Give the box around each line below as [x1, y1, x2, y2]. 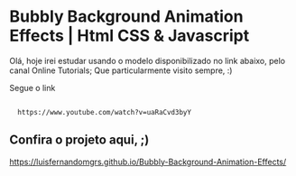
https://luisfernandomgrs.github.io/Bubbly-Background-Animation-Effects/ [9, 156, 287, 167]
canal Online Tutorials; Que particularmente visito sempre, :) [9, 65, 233, 76]
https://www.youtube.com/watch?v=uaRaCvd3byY [17, 107, 192, 116]
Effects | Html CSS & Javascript [9, 25, 250, 46]
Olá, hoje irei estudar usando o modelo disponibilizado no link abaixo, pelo [9, 55, 286, 66]
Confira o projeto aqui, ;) [9, 133, 150, 148]
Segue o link [9, 82, 56, 93]
